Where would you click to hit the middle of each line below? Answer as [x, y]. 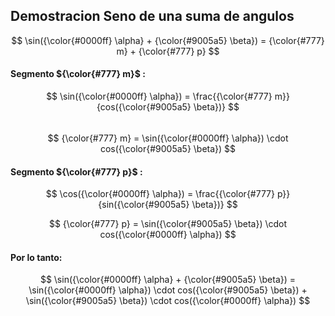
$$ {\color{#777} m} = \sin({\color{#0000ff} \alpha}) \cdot [168, 138]
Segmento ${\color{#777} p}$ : [76, 171]
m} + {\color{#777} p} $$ [168, 51]
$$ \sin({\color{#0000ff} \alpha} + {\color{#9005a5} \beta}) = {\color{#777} [168, 40]
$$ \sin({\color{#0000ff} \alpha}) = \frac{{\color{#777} [159, 96]
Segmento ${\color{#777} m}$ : [78, 74]
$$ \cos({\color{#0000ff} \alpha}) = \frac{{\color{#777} [160, 194]
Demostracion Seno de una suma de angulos [152, 16]
